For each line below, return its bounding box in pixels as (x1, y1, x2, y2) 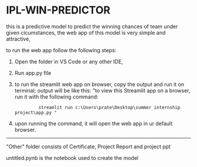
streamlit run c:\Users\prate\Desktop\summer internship (38, 104, 181, 110)
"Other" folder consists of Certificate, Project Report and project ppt (6, 143, 171, 150)
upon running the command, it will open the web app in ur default (14, 120, 173, 127)
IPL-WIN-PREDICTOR (6, 4, 110, 17)
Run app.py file (14, 69, 52, 76)
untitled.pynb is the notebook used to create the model (6, 154, 139, 161)
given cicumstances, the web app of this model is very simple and (6, 29, 166, 36)
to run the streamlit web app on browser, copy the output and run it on (14, 80, 185, 88)
